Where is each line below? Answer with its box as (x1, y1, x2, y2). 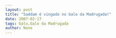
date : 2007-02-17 (5, 16, 42, 21)
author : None (5, 26, 33, 31)
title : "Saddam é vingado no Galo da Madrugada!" (5, 12, 112, 17)
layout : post (5, 7, 33, 12)
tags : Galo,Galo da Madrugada (5, 21, 69, 26)
